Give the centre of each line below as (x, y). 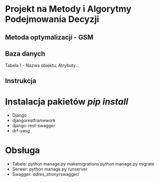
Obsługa (22, 150)
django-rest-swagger (33, 126)
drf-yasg (21, 130)
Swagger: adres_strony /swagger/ (46, 174)
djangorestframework (34, 120)
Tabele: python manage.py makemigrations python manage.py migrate (83, 164)
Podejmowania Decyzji (52, 19)
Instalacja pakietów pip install (67, 101)
